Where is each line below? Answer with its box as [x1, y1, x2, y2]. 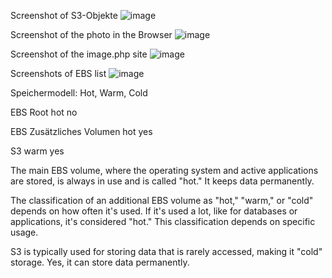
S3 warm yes [10, 145, 65, 157]
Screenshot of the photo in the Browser [10, 29, 173, 40]
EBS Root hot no [10, 106, 78, 118]
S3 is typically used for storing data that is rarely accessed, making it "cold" [10, 246, 323, 257]
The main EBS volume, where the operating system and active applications [10, 165, 319, 176]
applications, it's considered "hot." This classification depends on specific [10, 216, 316, 227]
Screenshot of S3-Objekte [10, 10, 118, 21]
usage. [10, 226, 39, 238]
